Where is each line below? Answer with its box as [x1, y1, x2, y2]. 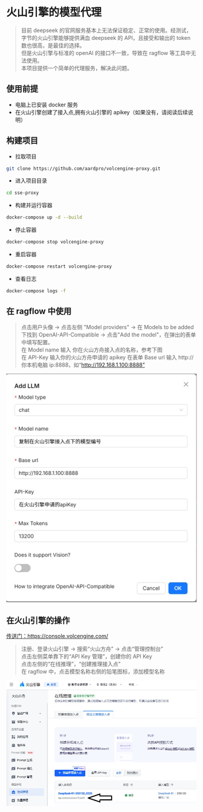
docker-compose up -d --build [6, 214, 83, 221]
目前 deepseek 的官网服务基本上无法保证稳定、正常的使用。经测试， [21, 27, 192, 34]
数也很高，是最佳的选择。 [21, 42, 85, 49]
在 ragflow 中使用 [6, 306, 72, 317]
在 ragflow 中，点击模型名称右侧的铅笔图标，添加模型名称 [21, 668, 165, 675]
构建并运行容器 [14, 202, 53, 209]
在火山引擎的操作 [6, 616, 70, 625]
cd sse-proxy [6, 190, 39, 196]
